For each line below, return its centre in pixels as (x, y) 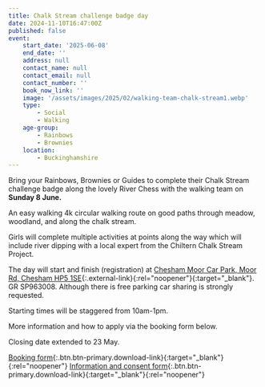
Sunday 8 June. (35, 198)
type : (32, 105)
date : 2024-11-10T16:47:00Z (55, 23)
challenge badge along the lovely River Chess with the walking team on (126, 189)
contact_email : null (57, 75)
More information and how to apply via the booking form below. (113, 327)
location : (39, 150)
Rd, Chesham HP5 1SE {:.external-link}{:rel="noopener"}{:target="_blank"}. (131, 279)
